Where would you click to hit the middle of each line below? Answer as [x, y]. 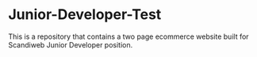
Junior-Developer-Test [85, 15]
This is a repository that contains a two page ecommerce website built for [128, 36]
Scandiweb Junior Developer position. [71, 44]
